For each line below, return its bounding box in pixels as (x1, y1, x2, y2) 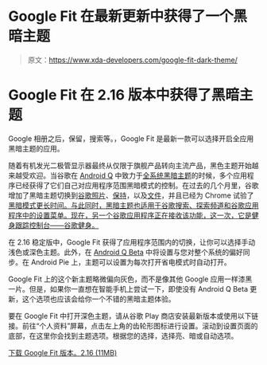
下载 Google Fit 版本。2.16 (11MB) (8, 347, 118, 357)
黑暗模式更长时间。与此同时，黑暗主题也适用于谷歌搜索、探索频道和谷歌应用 (8, 200, 259, 210)
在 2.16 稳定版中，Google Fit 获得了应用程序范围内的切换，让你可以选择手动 (8, 237, 256, 247)
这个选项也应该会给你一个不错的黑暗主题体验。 (21, 294, 176, 304)
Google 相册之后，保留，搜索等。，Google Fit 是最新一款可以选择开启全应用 (8, 133, 254, 143)
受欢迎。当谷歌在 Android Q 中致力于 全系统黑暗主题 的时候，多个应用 (21, 171, 248, 180)
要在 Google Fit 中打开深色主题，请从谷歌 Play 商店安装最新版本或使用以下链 (8, 311, 259, 320)
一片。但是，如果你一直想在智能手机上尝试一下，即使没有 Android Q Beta (8, 284, 249, 293)
